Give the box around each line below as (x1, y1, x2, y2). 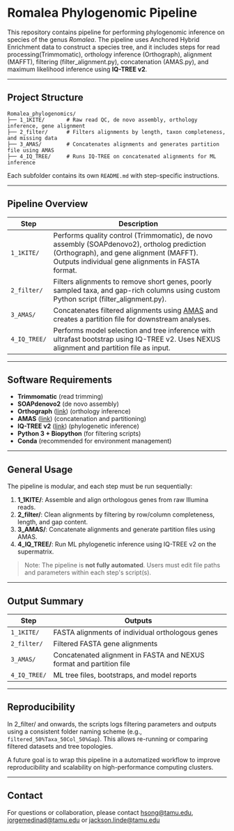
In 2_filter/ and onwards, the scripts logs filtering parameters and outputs (7, 719, 217, 728)
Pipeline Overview (7, 198, 88, 210)
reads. (17, 503, 36, 512)
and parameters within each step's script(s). (24, 568, 152, 577)
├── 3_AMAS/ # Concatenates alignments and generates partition (7, 141, 219, 148)
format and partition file (53, 659, 130, 669)
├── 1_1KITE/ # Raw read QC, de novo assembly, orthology (7, 116, 198, 123)
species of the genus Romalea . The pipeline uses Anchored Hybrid (7, 35, 200, 43)
